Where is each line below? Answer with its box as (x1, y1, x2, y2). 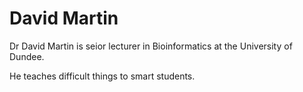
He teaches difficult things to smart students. (9, 70, 196, 82)
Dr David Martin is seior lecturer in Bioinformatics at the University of (9, 40, 293, 52)
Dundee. (9, 50, 45, 62)
